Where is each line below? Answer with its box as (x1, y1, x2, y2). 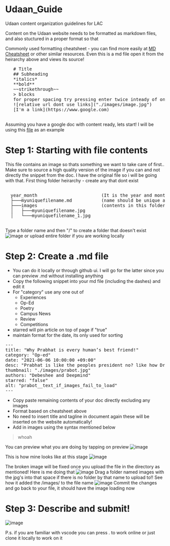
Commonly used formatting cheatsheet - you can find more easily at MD (5, 45, 156, 51)
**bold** (13, 81, 35, 87)
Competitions (20, 321, 49, 327)
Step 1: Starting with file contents (5, 145, 148, 156)
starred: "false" (5, 377, 48, 383)
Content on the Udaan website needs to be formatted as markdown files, (5, 30, 157, 36)
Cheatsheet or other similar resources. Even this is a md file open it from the (5, 51, 164, 57)
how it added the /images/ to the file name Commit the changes (5, 479, 157, 486)
